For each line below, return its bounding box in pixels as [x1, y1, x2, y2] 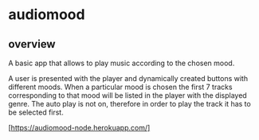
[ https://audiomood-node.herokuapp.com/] [8, 123, 151, 132]
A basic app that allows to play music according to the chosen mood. [8, 58, 235, 68]
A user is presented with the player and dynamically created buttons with [8, 74, 249, 83]
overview [8, 37, 56, 51]
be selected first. [8, 107, 64, 117]
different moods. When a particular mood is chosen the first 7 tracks [8, 82, 233, 91]
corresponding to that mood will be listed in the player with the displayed [8, 91, 247, 100]
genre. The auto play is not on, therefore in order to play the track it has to [8, 99, 251, 108]
